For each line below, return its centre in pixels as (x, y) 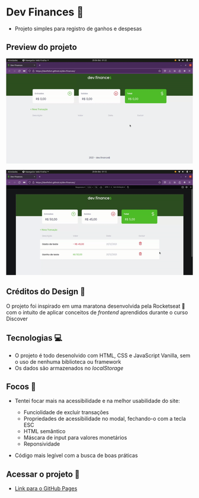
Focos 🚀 (21, 387)
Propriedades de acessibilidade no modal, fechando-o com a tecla (105, 419)
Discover (17, 319)
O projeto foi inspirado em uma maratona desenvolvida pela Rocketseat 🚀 (96, 306)
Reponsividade (42, 444)
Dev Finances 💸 (45, 12)
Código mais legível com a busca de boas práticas (76, 456)
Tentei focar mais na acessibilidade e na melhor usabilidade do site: (97, 401)
